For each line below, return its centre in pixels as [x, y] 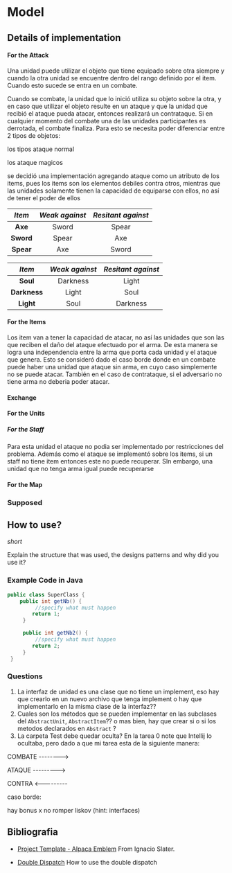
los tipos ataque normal [41, 149]
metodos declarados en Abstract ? [66, 728]
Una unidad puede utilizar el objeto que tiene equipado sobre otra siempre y [116, 71]
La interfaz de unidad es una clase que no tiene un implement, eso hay [118, 691]
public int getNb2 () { [55, 633]
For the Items [27, 322]
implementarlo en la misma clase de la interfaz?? [87, 706]
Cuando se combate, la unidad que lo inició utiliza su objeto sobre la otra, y [114, 98]
